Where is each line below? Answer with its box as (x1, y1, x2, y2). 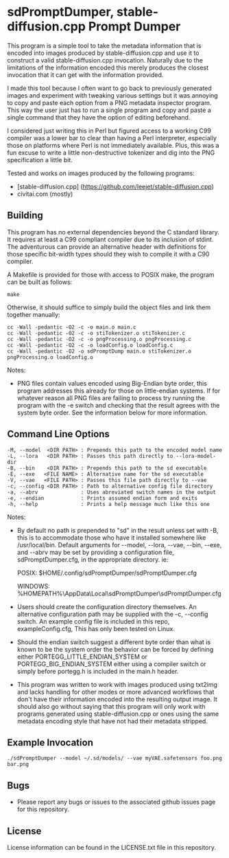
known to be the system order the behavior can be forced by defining (16, 645, 214, 653)
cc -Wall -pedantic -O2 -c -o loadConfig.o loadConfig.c (7, 342, 173, 349)
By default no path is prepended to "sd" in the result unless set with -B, (16, 526, 219, 534)
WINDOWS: (16, 582, 50, 590)
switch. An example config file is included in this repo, (16, 617, 170, 626)
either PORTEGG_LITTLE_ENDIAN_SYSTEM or (16, 652, 147, 661)
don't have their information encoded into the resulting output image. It (16, 695, 218, 703)
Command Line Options (7, 428, 110, 440)
